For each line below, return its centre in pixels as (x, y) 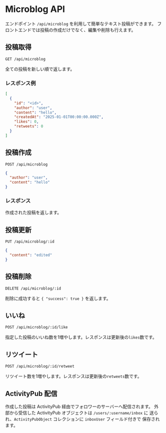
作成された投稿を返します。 (33, 212)
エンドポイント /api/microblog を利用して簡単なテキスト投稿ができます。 (81, 23)
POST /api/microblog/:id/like (37, 327)
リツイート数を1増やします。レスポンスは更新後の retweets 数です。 (74, 376)
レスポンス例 (20, 83)
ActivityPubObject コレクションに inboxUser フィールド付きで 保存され (87, 419)
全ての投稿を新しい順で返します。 (40, 69)
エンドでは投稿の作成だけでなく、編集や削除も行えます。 (77, 30)
